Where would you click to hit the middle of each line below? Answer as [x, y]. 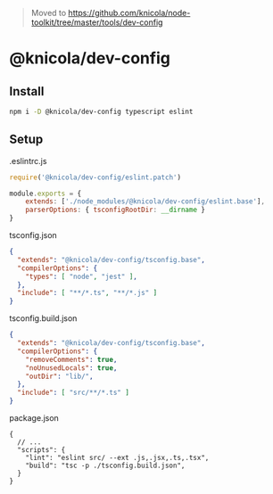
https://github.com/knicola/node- [129, 13]
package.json [34, 418]
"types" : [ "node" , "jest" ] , [82, 276]
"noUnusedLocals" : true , [71, 368]
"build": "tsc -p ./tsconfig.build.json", [105, 466]
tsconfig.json [33, 235]
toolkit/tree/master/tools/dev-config [97, 22]
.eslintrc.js [28, 161]
